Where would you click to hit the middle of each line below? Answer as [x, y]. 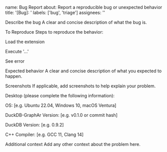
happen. [14, 76]
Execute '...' [17, 51]
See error [15, 61]
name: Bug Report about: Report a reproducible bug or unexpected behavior [84, 7]
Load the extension [25, 42]
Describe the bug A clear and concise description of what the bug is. [76, 22]
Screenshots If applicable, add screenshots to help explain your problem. [80, 86]
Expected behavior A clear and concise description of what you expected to [83, 71]
